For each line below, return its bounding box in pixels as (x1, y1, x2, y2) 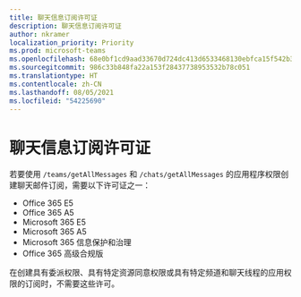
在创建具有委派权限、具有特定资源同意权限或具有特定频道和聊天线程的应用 (9, 267, 284, 278)
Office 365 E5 (21, 198, 74, 208)
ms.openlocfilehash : (9, 55, 87, 64)
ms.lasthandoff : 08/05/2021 (9, 88, 115, 97)
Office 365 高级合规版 (21, 248, 104, 259)
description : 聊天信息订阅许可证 (9, 21, 123, 30)
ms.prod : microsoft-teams (9, 47, 106, 55)
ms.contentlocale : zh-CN (9, 80, 102, 89)
